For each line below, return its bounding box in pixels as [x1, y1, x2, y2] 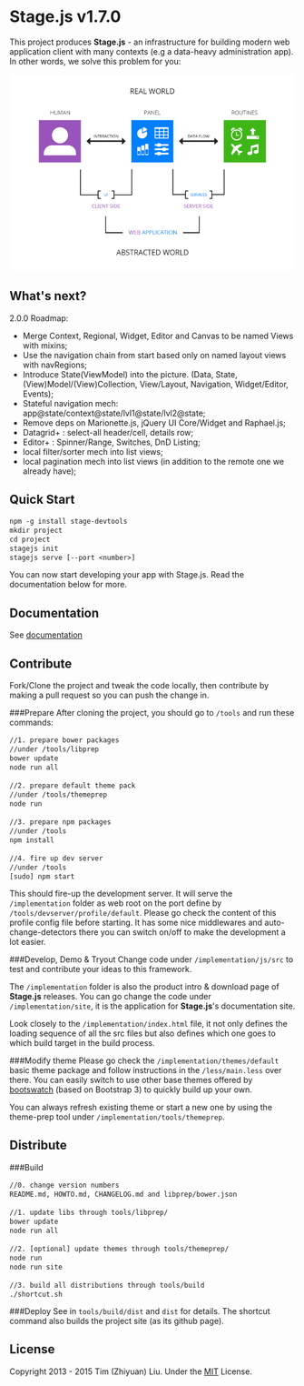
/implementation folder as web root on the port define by [9, 898, 222, 909]
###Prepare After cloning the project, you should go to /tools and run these [9, 708, 295, 718]
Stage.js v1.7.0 [9, 6, 122, 27]
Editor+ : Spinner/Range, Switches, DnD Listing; [22, 437, 201, 447]
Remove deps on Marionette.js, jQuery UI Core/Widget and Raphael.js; [22, 417, 286, 428]
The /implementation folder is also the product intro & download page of [9, 981, 279, 992]
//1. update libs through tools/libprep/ [9, 1208, 169, 1217]
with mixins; [22, 339, 68, 351]
